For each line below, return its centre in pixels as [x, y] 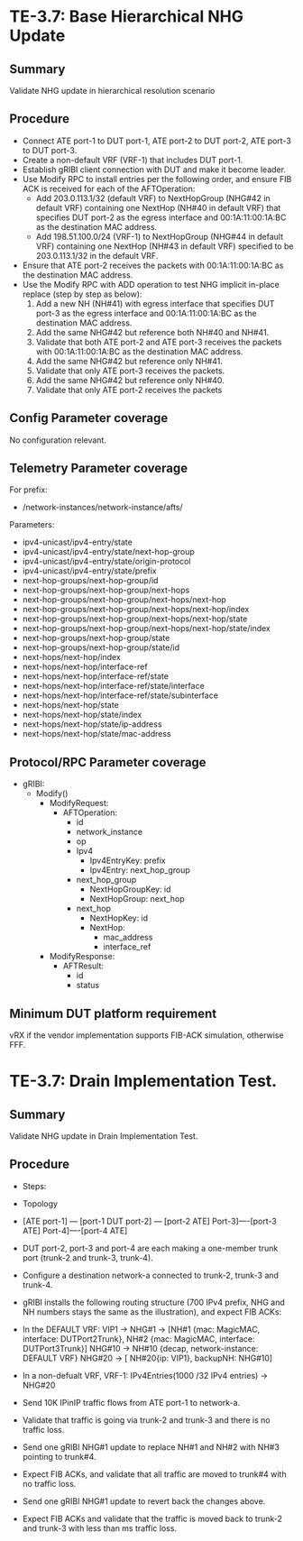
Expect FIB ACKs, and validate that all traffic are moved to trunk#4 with [154, 1474]
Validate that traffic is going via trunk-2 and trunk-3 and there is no [146, 1420]
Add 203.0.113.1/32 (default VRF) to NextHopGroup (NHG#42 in [153, 198]
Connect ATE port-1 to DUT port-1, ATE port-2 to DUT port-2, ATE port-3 [156, 141]
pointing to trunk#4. [59, 1456]
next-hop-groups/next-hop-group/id [90, 581]
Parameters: [32, 525]
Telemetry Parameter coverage [98, 468]
